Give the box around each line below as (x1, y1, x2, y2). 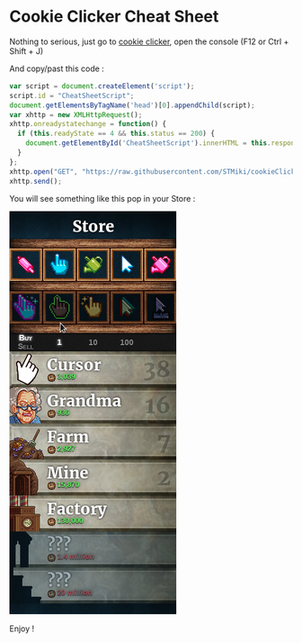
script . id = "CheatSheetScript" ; (9, 91, 135, 100)
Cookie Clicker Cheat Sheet (9, 6, 219, 27)
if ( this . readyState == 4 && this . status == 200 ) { (17, 129, 216, 139)
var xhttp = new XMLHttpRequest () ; (9, 110, 143, 119)
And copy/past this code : (9, 63, 105, 74)
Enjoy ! (9, 623, 35, 634)
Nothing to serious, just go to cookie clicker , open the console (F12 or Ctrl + (9, 36, 289, 47)
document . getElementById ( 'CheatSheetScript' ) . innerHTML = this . (25, 139, 271, 148)
